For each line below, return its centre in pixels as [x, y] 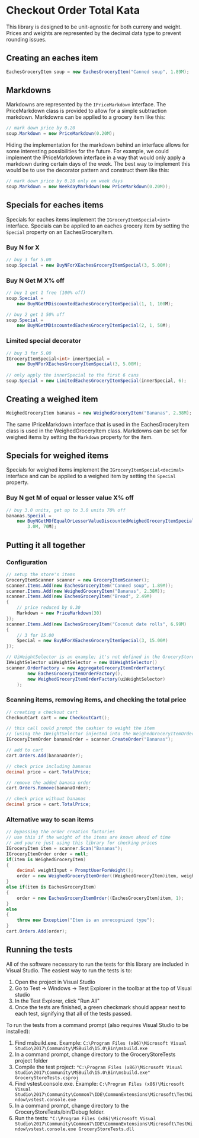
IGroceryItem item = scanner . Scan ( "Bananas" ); [65, 848]
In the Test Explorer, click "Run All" [57, 1001]
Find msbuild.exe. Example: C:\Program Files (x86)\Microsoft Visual [100, 1042]
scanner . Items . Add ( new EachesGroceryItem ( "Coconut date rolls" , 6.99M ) [96, 624]
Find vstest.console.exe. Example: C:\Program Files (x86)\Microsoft [99, 1083]
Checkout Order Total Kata [73, 10]
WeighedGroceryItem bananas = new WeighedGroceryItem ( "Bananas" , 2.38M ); [99, 413]
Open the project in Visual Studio [55, 982]
